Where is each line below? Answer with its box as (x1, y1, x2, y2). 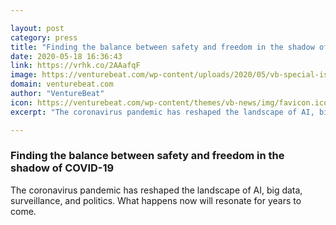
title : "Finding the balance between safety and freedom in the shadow (10, 42, 315, 52)
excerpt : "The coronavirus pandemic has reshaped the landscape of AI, (10, 107, 315, 117)
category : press (10, 32, 78, 43)
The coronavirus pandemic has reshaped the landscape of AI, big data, (10, 184, 303, 196)
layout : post (10, 23, 65, 33)
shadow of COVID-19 (10, 161, 115, 175)
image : (10, 70, 38, 80)
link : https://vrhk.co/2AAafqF (10, 61, 141, 71)
